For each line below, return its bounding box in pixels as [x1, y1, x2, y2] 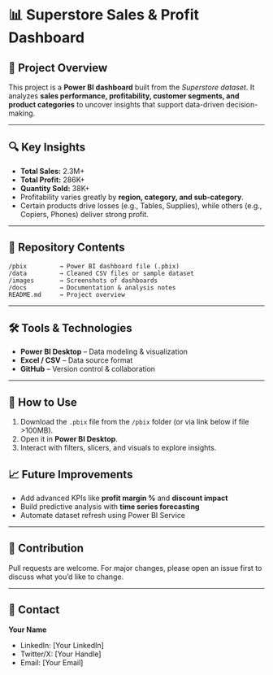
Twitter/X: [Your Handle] [19, 649, 102, 659]
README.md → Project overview [8, 290, 126, 298]
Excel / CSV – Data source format [19, 355, 133, 365]
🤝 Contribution [8, 542, 84, 555]
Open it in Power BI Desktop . [19, 434, 118, 444]
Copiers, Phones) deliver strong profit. [19, 209, 149, 219]
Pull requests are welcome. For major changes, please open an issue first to [8, 563, 262, 573]
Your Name [8, 625, 47, 634]
